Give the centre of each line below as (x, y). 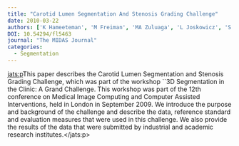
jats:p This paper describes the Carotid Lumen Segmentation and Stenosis (116, 74)
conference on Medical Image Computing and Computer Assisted (104, 96)
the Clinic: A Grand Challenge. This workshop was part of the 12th (105, 89)
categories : (25, 47)
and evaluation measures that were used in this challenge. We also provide (117, 119)
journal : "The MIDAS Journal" (52, 41)
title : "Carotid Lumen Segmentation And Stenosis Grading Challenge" (113, 14)
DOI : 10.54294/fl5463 (40, 34)
